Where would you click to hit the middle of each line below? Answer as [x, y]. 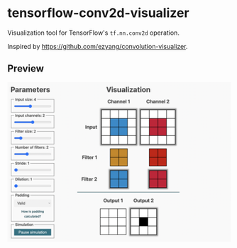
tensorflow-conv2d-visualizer [98, 13]
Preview [26, 69]
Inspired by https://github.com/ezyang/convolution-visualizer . [98, 46]
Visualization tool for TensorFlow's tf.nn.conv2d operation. [93, 33]
